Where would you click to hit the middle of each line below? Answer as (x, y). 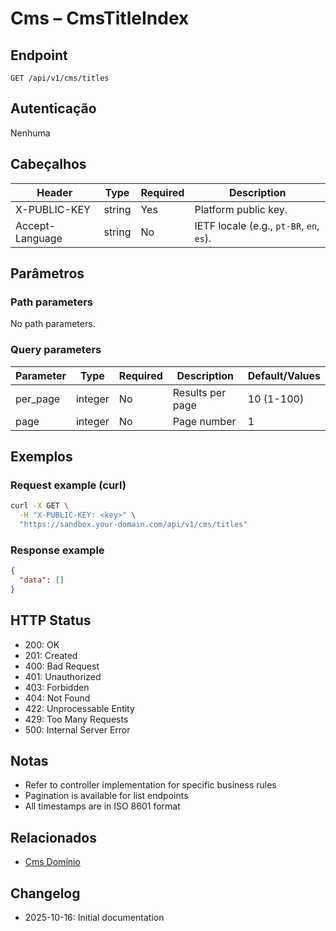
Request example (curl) (68, 485)
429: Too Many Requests (76, 719)
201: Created (51, 655)
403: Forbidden (57, 687)
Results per (199, 392)
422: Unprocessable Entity (79, 708)
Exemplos (41, 456)
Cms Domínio (52, 862)
